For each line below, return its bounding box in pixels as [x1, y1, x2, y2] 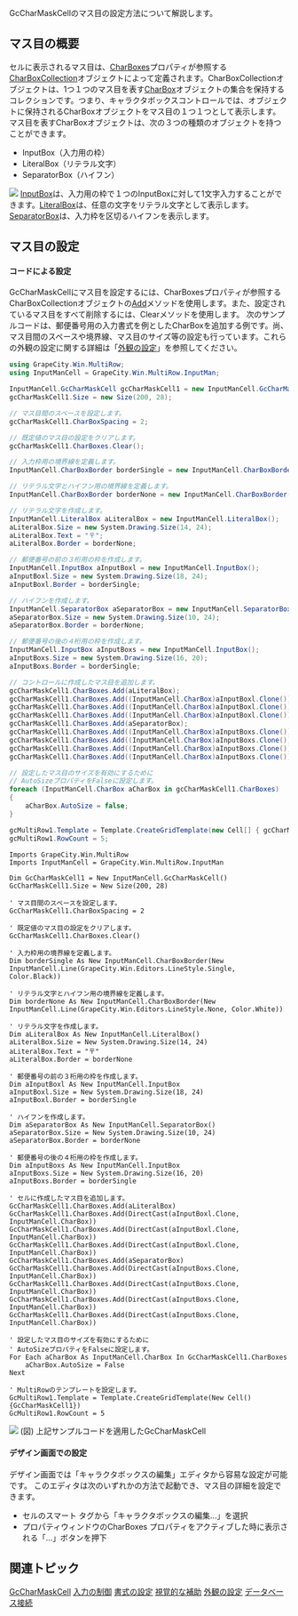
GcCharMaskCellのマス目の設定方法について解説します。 [9, 8, 218, 18]
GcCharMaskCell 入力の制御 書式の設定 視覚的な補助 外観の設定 [9, 1586, 243, 1596]
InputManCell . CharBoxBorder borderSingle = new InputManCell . [9, 466, 244, 475]
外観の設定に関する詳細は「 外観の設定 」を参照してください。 [16, 342, 242, 353]
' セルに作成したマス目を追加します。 [9, 1194, 129, 1202]
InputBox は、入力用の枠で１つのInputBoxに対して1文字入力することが [20, 188, 275, 198]
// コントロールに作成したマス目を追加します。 [9, 678, 160, 687]
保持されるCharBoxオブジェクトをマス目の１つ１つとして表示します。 [24, 106, 281, 117]
